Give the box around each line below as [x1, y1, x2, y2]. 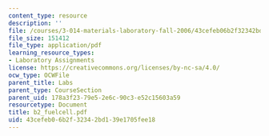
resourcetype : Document [8, 101, 88, 109]
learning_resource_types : [8, 49, 94, 57]
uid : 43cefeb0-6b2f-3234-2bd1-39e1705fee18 [8, 116, 156, 124]
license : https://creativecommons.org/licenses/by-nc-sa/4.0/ [8, 64, 220, 72]
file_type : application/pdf [8, 42, 102, 50]
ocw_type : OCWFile [8, 71, 70, 79]
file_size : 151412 [8, 34, 70, 42]
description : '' [8, 19, 62, 27]
